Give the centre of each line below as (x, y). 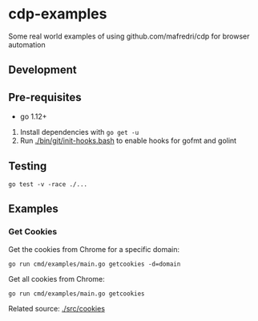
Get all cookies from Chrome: (57, 278)
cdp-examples (58, 14)
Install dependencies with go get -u (79, 132)
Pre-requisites (45, 97)
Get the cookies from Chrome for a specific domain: (94, 249)
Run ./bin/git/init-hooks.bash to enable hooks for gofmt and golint (128, 140)
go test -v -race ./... (48, 184)
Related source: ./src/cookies (57, 308)
